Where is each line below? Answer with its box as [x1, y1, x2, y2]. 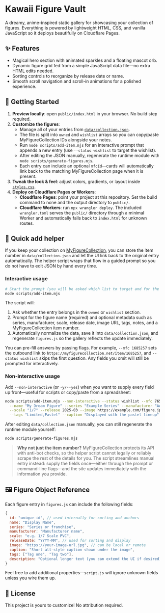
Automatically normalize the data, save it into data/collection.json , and [12, 330, 159, 336]
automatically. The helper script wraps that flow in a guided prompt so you [5, 258, 156, 264]
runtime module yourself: [5, 426, 56, 432]
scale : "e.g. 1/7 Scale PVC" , [9, 533, 71, 538]
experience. [12, 83, 37, 89]
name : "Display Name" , [9, 520, 56, 525]
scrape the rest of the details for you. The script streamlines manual [17, 455, 155, 461]
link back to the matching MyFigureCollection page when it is [19, 168, 143, 174]
